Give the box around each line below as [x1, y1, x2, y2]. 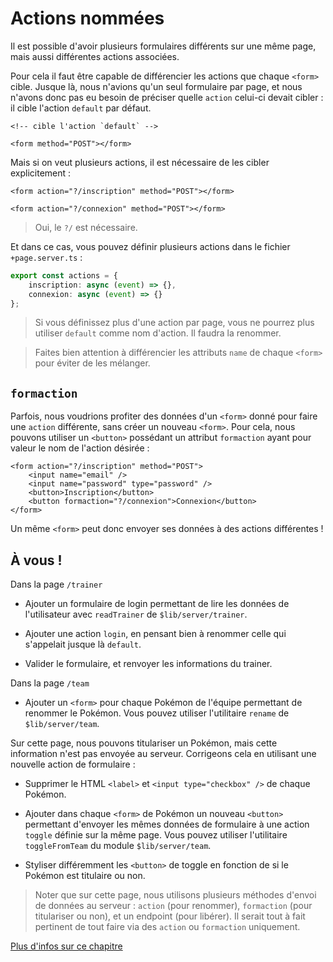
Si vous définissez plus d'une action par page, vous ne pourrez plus [34, 317, 315, 329]
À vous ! [10, 552, 63, 569]
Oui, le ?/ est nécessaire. [34, 221, 138, 233]
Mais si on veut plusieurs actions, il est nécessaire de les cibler [10, 156, 270, 168]
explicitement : [10, 167, 72, 179]
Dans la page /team [10, 677, 90, 689]
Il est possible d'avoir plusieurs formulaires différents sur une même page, [10, 40, 317, 52]
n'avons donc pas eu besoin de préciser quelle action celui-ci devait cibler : [10, 91, 324, 103]
